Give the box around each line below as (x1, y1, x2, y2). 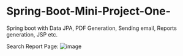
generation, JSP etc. (6, 30, 58, 38)
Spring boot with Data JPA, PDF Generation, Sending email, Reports (6, 24, 177, 32)
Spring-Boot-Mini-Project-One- (6, 4, 171, 18)
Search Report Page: (6, 43, 59, 50)
